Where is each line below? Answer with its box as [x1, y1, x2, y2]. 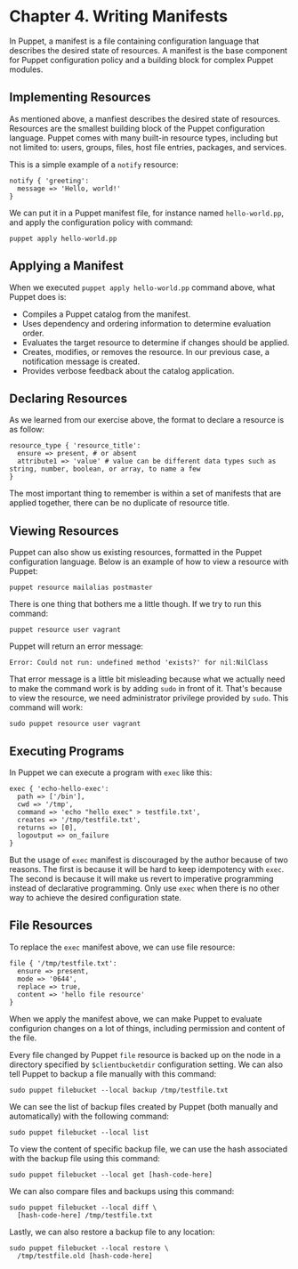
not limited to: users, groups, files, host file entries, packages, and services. [9, 141, 287, 152]
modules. [9, 64, 44, 75]
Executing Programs [9, 743, 125, 758]
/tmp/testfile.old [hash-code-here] [17, 1251, 153, 1260]
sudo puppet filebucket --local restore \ [9, 1243, 169, 1252]
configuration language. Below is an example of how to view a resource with [9, 556, 289, 567]
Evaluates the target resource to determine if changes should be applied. [21, 336, 290, 348]
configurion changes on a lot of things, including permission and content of [9, 1022, 286, 1033]
